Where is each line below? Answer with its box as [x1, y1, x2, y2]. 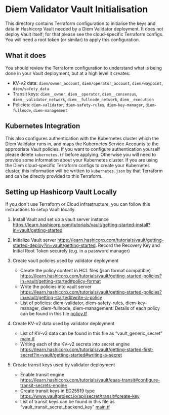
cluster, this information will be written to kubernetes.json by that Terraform [5, 168, 163, 174]
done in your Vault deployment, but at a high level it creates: [5, 70, 131, 76]
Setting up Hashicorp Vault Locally [5, 187, 117, 196]
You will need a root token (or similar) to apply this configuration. [5, 37, 140, 43]
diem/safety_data [12, 86, 50, 91]
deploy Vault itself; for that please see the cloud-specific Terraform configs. [5, 31, 163, 37]
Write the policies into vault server [20, 283, 92, 290]
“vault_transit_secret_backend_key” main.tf [20, 404, 110, 410]
